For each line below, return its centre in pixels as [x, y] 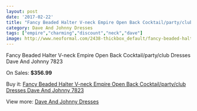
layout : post [22, 11]
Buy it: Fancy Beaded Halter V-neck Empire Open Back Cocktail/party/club [96, 84]
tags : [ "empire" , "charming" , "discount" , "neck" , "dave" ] [74, 33]
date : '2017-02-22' [30, 17]
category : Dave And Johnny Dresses [50, 28]
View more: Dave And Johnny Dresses [52, 102]
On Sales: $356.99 [29, 73]
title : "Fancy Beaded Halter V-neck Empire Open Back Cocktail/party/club [99, 22]
